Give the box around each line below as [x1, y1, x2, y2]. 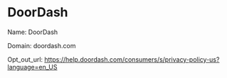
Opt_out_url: [7, 55, 43, 64]
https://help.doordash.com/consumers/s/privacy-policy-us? [44, 55, 220, 64]
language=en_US [7, 62, 58, 71]
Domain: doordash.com [7, 41, 76, 50]
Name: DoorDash [7, 28, 58, 36]
